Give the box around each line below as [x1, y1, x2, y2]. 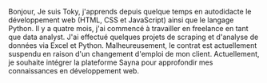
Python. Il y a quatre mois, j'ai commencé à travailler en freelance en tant [8, 24, 249, 33]
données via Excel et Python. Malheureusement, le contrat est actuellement [8, 41, 257, 50]
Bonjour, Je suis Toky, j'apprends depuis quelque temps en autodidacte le [8, 7, 252, 16]
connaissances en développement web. [8, 66, 140, 75]
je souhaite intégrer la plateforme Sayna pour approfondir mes [8, 57, 213, 67]
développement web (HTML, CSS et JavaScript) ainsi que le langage [8, 15, 234, 25]
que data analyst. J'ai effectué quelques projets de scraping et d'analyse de [8, 32, 259, 41]
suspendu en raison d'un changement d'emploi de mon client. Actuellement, [8, 49, 260, 58]
